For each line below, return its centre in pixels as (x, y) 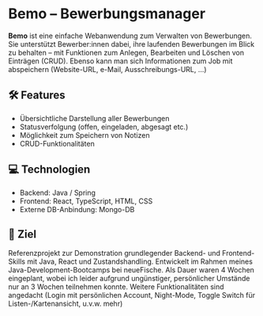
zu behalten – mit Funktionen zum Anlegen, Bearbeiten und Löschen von (126, 52)
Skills (17, 261)
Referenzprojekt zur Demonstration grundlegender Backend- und (115, 253)
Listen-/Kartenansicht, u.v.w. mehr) (66, 304)
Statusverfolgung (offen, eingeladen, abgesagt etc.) (104, 127)
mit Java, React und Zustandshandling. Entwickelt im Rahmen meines (140, 261)
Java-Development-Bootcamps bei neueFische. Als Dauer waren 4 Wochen (131, 270)
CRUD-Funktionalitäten (57, 143)
